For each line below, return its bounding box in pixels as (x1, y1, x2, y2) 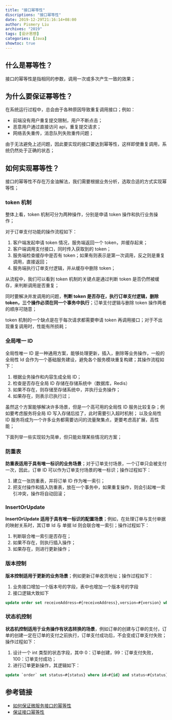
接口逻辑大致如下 (12, 590, 49, 596)
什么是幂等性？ (5, 61, 53, 70)
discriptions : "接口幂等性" (5, 12, 61, 17)
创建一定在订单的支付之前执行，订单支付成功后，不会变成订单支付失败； (14, 632, 167, 638)
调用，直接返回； (12, 259, 49, 265)
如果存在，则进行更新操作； (12, 546, 72, 552)
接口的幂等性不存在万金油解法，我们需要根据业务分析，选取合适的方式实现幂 (5, 179, 167, 185)
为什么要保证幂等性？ (5, 92, 73, 100)
